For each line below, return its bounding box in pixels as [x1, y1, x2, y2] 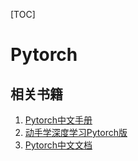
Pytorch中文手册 [24, 114, 93, 126]
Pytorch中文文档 [24, 139, 93, 151]
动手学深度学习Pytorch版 [24, 127, 128, 138]
